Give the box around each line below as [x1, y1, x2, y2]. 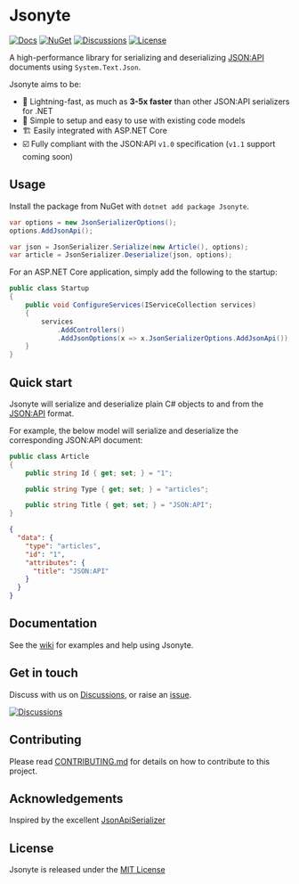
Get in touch [9, 666, 78, 681]
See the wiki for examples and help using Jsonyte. [9, 639, 194, 651]
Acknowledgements [9, 790, 124, 806]
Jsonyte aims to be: [9, 78, 82, 89]
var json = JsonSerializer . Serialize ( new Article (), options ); [9, 242, 249, 251]
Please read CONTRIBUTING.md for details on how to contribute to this [9, 756, 270, 766]
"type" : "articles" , [25, 541, 101, 551]
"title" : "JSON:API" [32, 567, 109, 576]
